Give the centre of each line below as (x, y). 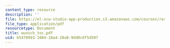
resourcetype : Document (30, 28)
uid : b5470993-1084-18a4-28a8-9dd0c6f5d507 (52, 38)
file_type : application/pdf (35, 24)
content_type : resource (30, 10)
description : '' (22, 14)
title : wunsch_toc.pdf (29, 33)
